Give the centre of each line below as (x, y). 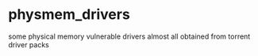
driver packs (29, 44)
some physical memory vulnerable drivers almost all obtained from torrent (129, 36)
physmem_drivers (69, 15)
